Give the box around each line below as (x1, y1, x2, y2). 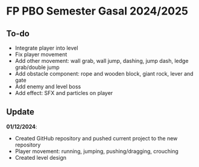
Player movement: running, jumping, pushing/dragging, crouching (14, 147, 179, 155)
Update (6, 107, 35, 117)
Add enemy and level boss (14, 83, 81, 90)
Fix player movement (14, 51, 68, 58)
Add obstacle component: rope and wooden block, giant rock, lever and (14, 70, 194, 77)
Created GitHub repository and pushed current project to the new (14, 134, 178, 142)
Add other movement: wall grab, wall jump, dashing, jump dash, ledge (14, 57, 189, 64)
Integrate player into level (14, 44, 78, 51)
